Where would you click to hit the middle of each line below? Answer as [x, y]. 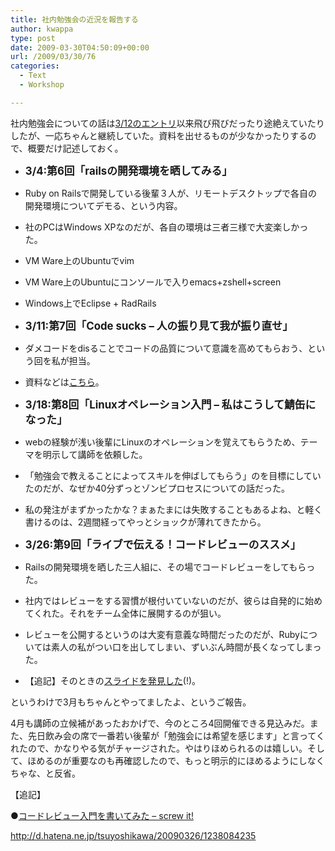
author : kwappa [42, 29]
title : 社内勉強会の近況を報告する [74, 19]
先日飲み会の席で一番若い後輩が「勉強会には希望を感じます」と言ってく [176, 735]
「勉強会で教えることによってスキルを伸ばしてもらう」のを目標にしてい [173, 475]
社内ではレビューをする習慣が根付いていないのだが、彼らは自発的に [165, 600]
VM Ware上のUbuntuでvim [79, 260]
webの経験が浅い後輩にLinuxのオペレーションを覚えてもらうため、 [162, 442]
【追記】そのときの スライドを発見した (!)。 [113, 680]
